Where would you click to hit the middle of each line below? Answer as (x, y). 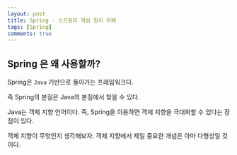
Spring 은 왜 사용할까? (54, 64)
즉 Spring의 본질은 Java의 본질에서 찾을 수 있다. (74, 97)
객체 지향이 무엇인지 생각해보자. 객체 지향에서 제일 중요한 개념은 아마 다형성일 (114, 136)
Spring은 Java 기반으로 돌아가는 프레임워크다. (70, 82)
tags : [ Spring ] (30, 27)
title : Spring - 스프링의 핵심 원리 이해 (62, 20)
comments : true (30, 33)
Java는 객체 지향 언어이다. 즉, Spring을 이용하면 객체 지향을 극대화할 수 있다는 (115, 112)
